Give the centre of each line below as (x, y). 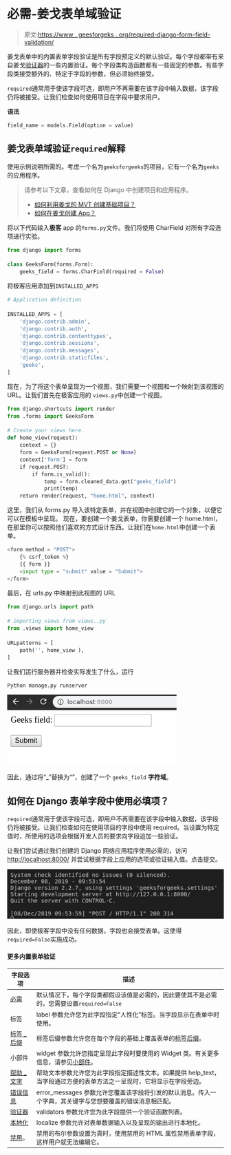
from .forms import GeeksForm (51, 416)
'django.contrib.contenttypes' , (66, 336)
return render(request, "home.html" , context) (87, 496)
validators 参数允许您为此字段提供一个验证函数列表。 (111, 1112)
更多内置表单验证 (31, 956)
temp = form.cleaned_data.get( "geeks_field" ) (110, 481)
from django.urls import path (51, 606)
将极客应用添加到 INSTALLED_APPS (53, 286)
